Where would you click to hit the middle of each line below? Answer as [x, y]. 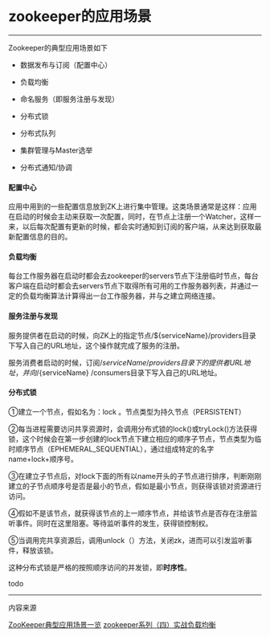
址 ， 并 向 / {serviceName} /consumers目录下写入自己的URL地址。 [115, 372]
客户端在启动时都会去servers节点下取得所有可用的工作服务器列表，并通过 [130, 286]
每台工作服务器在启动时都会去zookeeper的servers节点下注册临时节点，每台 [133, 276]
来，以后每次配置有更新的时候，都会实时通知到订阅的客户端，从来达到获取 [131, 227]
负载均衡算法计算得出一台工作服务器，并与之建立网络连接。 [121, 296]
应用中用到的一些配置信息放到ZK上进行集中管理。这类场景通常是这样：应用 [133, 206]
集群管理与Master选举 [56, 150]
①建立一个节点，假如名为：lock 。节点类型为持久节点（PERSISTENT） [127, 411]
